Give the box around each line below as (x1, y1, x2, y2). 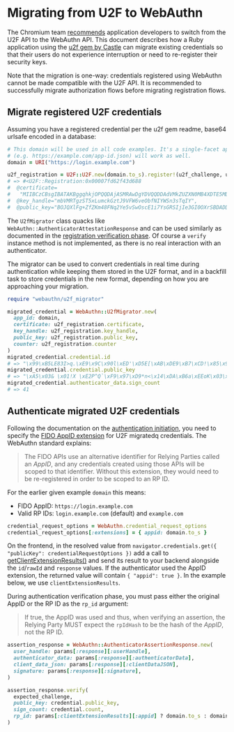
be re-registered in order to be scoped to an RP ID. (24, 474, 170, 483)
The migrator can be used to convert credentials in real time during (7, 260, 200, 268)
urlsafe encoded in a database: (7, 132, 96, 140)
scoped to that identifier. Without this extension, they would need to (24, 467, 219, 476)
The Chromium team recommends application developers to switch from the (7, 28, 226, 36)
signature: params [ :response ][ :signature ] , (13, 667, 141, 675)
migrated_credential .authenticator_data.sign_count (7, 379, 160, 387)
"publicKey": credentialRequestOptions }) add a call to (7, 549, 169, 557)
